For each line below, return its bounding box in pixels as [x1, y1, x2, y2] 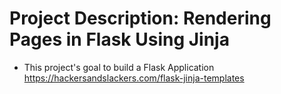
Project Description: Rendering [9, 7, 272, 30]
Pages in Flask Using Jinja [9, 28, 230, 51]
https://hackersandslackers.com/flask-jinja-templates [23, 72, 245, 84]
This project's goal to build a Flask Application [23, 61, 215, 73]
